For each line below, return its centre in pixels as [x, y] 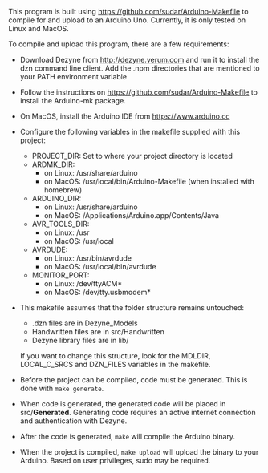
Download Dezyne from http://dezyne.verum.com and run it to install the [140, 60]
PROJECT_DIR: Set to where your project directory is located [132, 156]
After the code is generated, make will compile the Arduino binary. [127, 437]
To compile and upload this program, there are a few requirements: [119, 44]
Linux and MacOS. [39, 28]
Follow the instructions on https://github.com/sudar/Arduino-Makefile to [139, 92]
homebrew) [63, 190]
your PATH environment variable [73, 77]
